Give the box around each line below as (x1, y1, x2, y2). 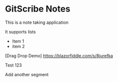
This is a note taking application (5, 19, 69, 25)
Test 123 (5, 62, 22, 68)
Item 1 (12, 38, 24, 44)
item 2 (12, 43, 25, 49)
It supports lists (5, 29, 36, 34)
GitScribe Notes (5, 3, 70, 15)
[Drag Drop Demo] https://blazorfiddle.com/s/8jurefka (5, 52, 113, 59)
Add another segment (5, 71, 49, 77)
